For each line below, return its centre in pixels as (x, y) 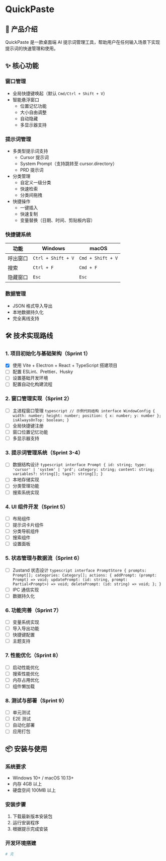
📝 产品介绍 (21, 29)
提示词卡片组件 (28, 525)
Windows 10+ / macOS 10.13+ (43, 778)
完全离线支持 (26, 318)
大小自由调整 (33, 112)
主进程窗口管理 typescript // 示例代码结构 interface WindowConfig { (84, 410)
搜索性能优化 (26, 674)
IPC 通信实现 (26, 590)
